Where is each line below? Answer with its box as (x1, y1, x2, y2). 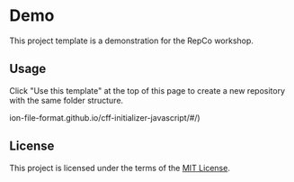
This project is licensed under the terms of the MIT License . (9, 162, 231, 173)
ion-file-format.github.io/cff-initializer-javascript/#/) (9, 112, 200, 123)
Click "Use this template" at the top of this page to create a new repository (9, 85, 286, 96)
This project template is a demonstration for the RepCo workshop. (9, 35, 254, 46)
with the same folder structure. (9, 95, 124, 105)
